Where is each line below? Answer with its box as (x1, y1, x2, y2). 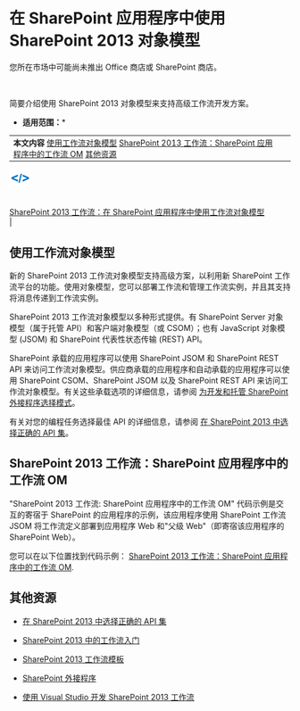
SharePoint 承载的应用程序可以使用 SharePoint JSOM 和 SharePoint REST (9, 353, 279, 363)
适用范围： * (21, 117, 66, 128)
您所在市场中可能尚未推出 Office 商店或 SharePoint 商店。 (9, 62, 221, 72)
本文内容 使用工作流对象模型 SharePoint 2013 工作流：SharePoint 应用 (12, 137, 273, 148)
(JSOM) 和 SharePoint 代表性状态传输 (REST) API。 (19, 334, 207, 344)
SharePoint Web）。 (9, 532, 80, 542)
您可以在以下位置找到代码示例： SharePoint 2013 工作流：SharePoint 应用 (9, 550, 281, 561)
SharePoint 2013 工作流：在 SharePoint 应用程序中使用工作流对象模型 (9, 207, 265, 218)
